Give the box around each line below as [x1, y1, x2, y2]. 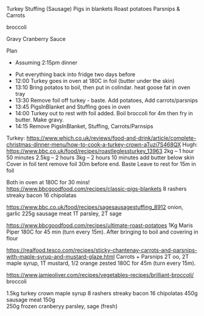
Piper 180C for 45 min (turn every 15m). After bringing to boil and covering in [6, 228, 199, 235]
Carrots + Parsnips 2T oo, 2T [116, 253, 189, 260]
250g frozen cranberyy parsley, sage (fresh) [6, 303, 118, 310]
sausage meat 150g [6, 296, 55, 303]
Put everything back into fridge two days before [15, 71, 136, 78]
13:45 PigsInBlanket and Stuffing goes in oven [15, 103, 131, 110]
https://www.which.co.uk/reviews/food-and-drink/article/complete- [26, 134, 197, 142]
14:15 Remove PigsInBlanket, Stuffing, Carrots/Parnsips [15, 123, 153, 130]
